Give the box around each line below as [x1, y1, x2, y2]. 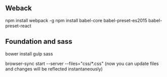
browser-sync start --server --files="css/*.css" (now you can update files [5, 60, 159, 66]
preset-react [5, 23, 31, 29]
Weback [5, 4, 32, 13]
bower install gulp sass [5, 50, 53, 57]
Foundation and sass [5, 37, 72, 46]
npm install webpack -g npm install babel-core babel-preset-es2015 [5, 17, 148, 23]
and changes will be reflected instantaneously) [5, 65, 103, 72]
